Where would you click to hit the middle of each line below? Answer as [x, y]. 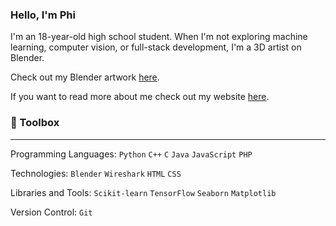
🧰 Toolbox [35, 123]
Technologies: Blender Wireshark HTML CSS [96, 173]
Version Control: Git [51, 212]
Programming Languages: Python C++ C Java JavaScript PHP [131, 154]
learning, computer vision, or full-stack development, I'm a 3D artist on [156, 47]
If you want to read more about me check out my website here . [140, 97]
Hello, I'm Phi [43, 15]
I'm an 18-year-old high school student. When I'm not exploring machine [159, 37]
